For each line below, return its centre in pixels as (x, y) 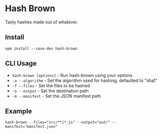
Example (19, 111)
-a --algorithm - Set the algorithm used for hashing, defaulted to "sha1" (85, 80)
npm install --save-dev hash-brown (41, 48)
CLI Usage (21, 64)
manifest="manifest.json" (31, 127)
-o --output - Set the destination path (50, 91)
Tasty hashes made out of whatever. (41, 22)
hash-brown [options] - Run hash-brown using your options (72, 75)
